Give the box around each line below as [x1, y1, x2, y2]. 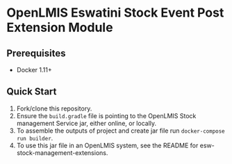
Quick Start [6, 85, 57, 98]
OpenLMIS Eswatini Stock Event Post [6, 5, 224, 21]
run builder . [16, 133, 53, 142]
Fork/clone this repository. [16, 104, 92, 113]
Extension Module [6, 19, 113, 35]
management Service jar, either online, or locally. [16, 119, 157, 127]
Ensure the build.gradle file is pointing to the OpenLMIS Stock [16, 111, 197, 120]
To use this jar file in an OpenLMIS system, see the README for [16, 141, 199, 149]
